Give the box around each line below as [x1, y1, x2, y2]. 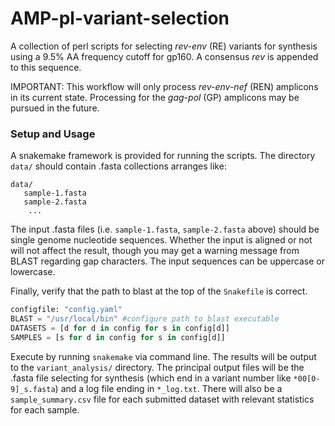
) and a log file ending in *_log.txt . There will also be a [54, 382, 283, 394]
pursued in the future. [10, 102, 100, 114]
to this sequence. [10, 61, 82, 73]
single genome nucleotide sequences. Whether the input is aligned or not [10, 234, 313, 246]
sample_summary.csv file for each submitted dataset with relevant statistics [10, 393, 315, 405]
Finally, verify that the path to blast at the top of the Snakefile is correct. [10, 285, 308, 297]
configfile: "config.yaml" [10, 305, 123, 315]
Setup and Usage [10, 127, 96, 141]
